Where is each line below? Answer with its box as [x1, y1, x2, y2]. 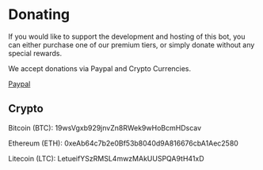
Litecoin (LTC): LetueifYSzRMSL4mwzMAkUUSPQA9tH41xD [8, 153, 204, 163]
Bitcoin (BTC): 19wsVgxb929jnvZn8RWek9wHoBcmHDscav [8, 123, 202, 132]
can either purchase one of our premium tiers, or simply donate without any [8, 40, 255, 49]
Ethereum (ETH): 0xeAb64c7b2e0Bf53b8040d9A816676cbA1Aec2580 [8, 138, 239, 148]
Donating [8, 6, 71, 24]
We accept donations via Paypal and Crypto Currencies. [8, 63, 192, 73]
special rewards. [8, 48, 63, 58]
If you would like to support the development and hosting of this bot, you [8, 32, 246, 41]
